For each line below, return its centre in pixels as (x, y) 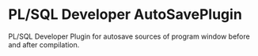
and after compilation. (44, 44)
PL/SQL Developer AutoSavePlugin (125, 15)
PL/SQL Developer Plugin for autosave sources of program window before (129, 36)
